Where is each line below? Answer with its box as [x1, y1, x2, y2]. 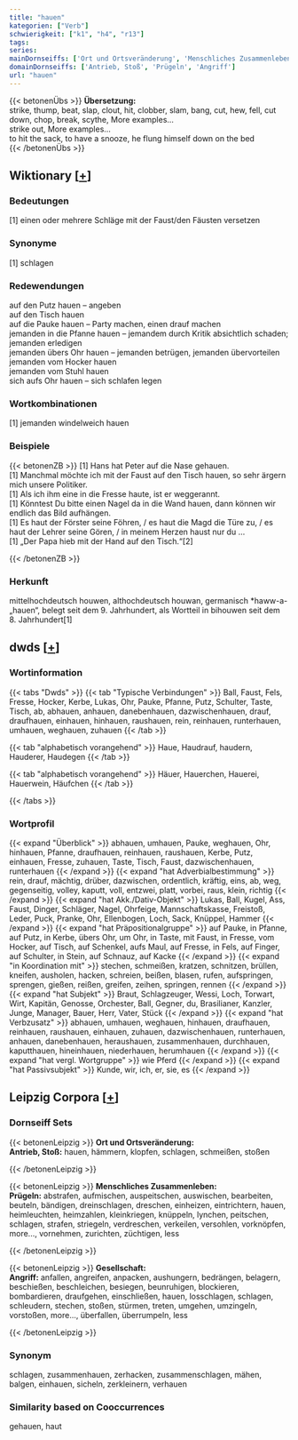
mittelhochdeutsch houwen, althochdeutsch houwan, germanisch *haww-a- [9, 595, 288, 605]
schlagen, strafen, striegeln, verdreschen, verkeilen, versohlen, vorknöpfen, [9, 1219, 286, 1229]
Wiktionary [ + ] [9, 168, 91, 183]
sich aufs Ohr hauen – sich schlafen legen [9, 375, 162, 387]
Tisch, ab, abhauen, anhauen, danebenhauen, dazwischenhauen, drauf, [9, 706, 271, 716]
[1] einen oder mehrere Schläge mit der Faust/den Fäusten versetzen [9, 215, 261, 226]
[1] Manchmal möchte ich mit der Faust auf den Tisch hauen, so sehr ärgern [9, 469, 286, 480]
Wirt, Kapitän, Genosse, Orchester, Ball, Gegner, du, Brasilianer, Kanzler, [9, 997, 273, 1009]
